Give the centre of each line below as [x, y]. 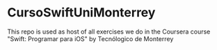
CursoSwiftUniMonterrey [81, 13]
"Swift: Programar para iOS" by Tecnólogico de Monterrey [90, 38]
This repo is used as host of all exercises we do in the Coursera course [109, 32]
